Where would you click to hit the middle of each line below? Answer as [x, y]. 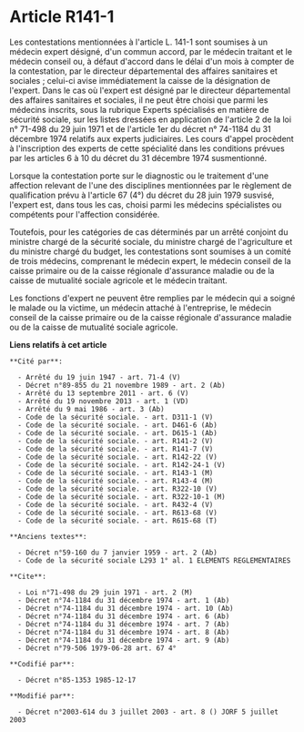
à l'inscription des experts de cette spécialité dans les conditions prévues [147, 148]
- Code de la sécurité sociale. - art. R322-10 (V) [118, 489]
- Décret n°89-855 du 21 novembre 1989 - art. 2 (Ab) [122, 385]
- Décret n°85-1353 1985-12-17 [77, 680]
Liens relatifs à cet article [58, 344]
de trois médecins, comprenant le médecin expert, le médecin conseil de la [150, 260]
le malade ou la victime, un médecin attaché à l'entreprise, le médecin [141, 308]
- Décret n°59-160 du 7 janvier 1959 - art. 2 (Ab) [118, 553]
